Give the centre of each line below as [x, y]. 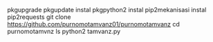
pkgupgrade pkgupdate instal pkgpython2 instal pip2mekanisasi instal [107, 10]
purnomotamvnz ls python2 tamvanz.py [64, 31]
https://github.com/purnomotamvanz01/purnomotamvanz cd [93, 24]
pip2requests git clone [39, 17]
